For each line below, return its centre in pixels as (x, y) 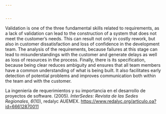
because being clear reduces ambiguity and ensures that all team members (83, 65)
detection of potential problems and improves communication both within (80, 76)
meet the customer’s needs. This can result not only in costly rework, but (80, 38)
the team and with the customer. (38, 81)
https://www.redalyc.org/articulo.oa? (118, 101)
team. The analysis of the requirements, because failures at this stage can (81, 49)
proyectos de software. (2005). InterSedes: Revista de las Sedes (72, 96)
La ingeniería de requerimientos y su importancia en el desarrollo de (75, 91)
